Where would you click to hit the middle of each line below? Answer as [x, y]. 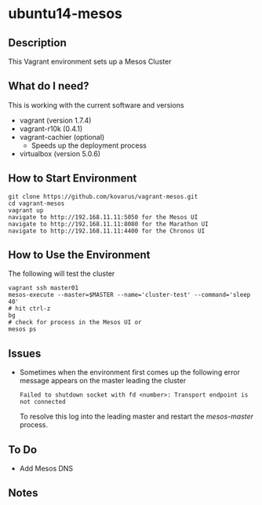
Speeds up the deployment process [89, 145]
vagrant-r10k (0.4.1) [51, 128]
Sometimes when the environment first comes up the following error [130, 372]
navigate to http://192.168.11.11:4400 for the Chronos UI [107, 231]
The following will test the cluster [62, 274]
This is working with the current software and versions [96, 105]
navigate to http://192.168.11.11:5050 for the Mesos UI [103, 217]
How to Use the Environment [79, 255]
